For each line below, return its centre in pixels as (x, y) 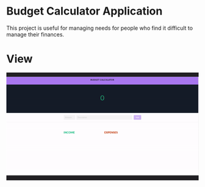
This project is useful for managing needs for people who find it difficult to (100, 28)
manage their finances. (35, 34)
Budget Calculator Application (85, 11)
